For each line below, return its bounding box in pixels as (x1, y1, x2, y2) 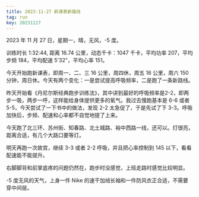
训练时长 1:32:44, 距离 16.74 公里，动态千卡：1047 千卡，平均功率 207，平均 (6, 49, 193, 56)
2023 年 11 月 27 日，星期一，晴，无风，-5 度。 (6, 37, 122, 44)
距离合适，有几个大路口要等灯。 (6, 132, 84, 139)
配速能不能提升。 (6, 152, 48, 159)
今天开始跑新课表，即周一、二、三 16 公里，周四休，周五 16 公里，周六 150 (6, 69, 189, 77)
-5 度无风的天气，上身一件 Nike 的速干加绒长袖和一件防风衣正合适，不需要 (6, 177, 189, 184)
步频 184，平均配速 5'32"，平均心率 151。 (6, 57, 108, 64)
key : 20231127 (6, 20, 42, 26)
